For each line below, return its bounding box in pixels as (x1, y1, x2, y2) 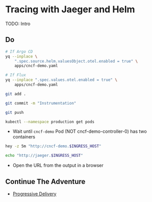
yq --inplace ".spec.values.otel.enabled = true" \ (5, 77, 117, 83)
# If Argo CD (5, 49, 33, 54)
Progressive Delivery (12, 191, 57, 197)
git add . (5, 91, 27, 96)
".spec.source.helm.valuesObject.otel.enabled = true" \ (14, 58, 138, 64)
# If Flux (5, 73, 27, 78)
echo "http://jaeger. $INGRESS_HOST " (5, 153, 83, 158)
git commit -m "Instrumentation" (5, 100, 77, 106)
